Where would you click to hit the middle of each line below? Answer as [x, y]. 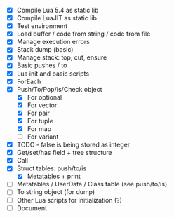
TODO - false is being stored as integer [73, 145]
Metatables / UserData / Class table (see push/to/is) [92, 184]
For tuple [40, 121]
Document [32, 208]
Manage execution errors [53, 42]
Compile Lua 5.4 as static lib [58, 10]
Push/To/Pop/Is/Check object [59, 89]
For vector [42, 105]
